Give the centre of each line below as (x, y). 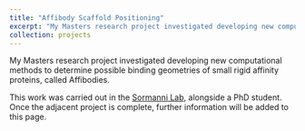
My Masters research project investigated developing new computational (146, 61)
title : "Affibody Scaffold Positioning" (87, 18)
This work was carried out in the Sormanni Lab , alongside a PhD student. (146, 97)
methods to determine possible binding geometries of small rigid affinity (144, 70)
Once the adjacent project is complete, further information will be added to (149, 107)
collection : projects (50, 35)
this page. (28, 117)
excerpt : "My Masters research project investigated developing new (142, 26)
